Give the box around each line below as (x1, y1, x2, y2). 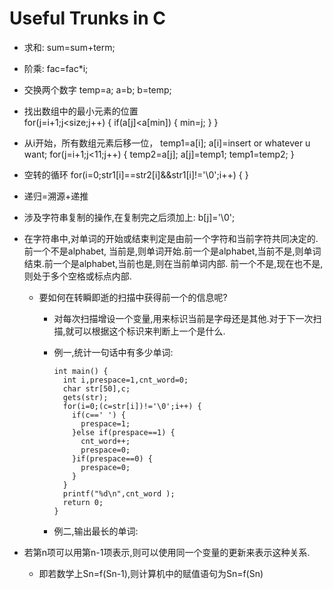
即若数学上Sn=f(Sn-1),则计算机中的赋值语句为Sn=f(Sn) (38, 567, 264, 579)
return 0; (62, 497, 104, 507)
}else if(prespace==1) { (72, 427, 176, 437)
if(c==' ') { (72, 410, 126, 420)
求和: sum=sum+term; (23, 41, 116, 53)
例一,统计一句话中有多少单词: (53, 346, 174, 358)
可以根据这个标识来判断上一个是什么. (73, 325, 226, 337)
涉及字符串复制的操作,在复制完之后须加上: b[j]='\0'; (23, 211, 236, 223)
